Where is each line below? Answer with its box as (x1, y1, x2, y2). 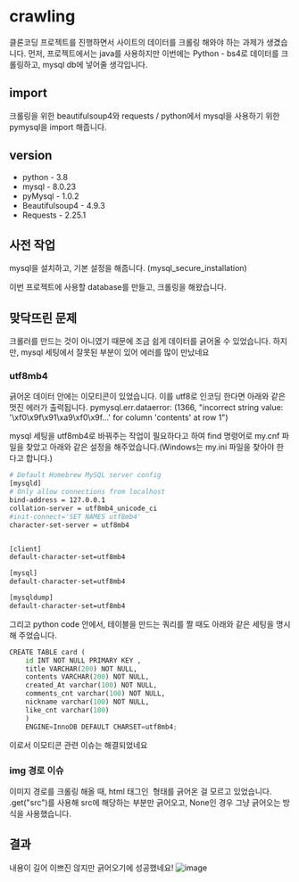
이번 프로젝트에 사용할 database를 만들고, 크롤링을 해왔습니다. (9, 282, 227, 293)
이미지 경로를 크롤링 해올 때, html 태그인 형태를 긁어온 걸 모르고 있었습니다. (9, 786, 272, 796)
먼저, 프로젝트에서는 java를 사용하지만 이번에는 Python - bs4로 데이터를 (28, 47, 279, 59)
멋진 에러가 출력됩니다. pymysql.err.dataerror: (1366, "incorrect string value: (9, 402, 284, 413)
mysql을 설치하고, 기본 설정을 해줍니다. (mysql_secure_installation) (9, 263, 247, 274)
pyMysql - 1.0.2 (21, 190, 79, 202)
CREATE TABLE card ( (9, 647, 87, 656)
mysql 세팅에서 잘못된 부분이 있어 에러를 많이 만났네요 (21, 347, 210, 358)
